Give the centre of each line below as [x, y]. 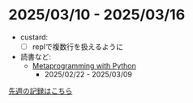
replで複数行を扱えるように [78, 47]
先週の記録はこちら [41, 91]
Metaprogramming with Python [84, 66]
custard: [34, 37]
